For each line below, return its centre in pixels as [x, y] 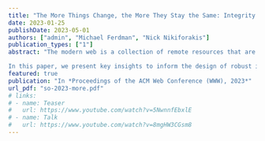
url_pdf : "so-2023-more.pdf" [56, 88]
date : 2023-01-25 [37, 23]
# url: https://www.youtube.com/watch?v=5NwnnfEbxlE [100, 110]
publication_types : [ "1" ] [50, 45]
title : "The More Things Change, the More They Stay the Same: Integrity [132, 15]
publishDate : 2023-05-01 [49, 30]
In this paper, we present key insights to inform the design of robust [130, 67]
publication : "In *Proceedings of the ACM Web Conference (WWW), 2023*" [130, 81]
